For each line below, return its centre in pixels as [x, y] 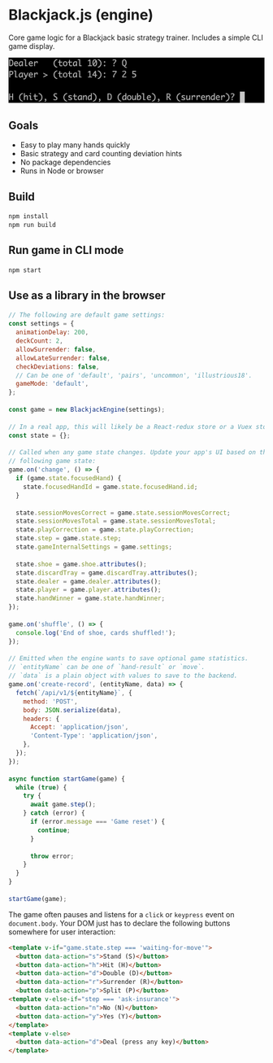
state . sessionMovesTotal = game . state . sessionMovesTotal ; [116, 521]
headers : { [41, 719]
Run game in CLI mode [66, 250]
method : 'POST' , [51, 702]
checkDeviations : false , [58, 367]
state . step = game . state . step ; [69, 539]
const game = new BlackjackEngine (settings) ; [87, 410]
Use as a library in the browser [87, 295]
